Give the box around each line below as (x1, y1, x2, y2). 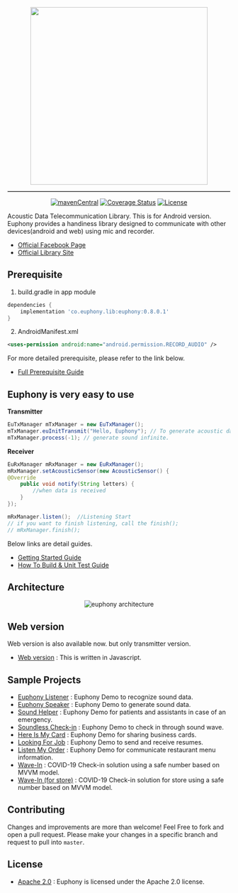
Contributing (7, 803, 65, 816)
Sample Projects (7, 673, 81, 686)
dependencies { (7, 301, 52, 308)
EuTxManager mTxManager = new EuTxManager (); (7, 421, 144, 428)
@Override (7, 474, 37, 481)
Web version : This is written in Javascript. (17, 654, 142, 662)
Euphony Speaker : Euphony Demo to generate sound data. (17, 700, 191, 708)
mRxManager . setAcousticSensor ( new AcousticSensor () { (7, 467, 170, 475)
